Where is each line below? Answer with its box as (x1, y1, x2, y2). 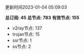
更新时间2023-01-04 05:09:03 (5, 4, 67, 10)
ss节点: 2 (12, 44, 31, 49)
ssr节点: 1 (12, 37, 32, 43)
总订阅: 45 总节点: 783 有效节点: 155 (5, 15, 80, 21)
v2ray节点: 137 (12, 25, 42, 31)
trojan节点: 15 (12, 31, 40, 37)
